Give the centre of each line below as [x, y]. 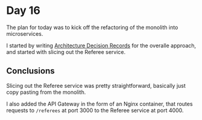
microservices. [25, 33]
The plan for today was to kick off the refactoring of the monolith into [92, 27]
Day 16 [23, 11]
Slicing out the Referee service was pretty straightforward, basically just [96, 85]
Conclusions [31, 71]
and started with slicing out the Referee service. [66, 52]
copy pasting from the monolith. [46, 92]
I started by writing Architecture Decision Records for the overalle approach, [101, 45]
